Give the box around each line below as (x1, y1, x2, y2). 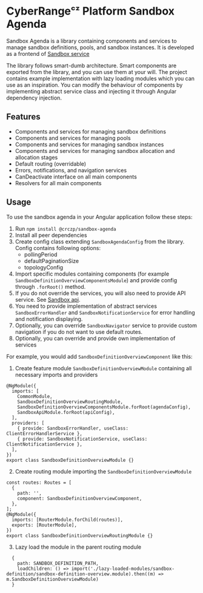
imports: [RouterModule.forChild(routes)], (12, 517, 123, 523)
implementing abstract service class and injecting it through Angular (6, 87, 177, 95)
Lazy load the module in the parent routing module (15, 543, 142, 551)
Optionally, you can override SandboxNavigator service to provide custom (15, 322, 197, 329)
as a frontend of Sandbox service (6, 50, 90, 57)
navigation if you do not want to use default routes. (15, 328, 143, 335)
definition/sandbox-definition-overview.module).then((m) (6, 571, 156, 577)
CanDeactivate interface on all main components (15, 173, 138, 180)
